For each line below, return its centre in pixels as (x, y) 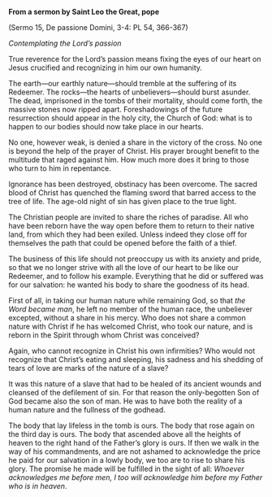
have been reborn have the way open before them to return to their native (132, 226)
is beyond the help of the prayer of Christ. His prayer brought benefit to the (134, 151)
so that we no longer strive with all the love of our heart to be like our (124, 267)
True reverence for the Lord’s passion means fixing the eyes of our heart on (135, 59)
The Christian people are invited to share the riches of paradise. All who (129, 217)
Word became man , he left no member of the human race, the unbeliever (131, 309)
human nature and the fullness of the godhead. (87, 410)
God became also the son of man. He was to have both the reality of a (125, 401)
